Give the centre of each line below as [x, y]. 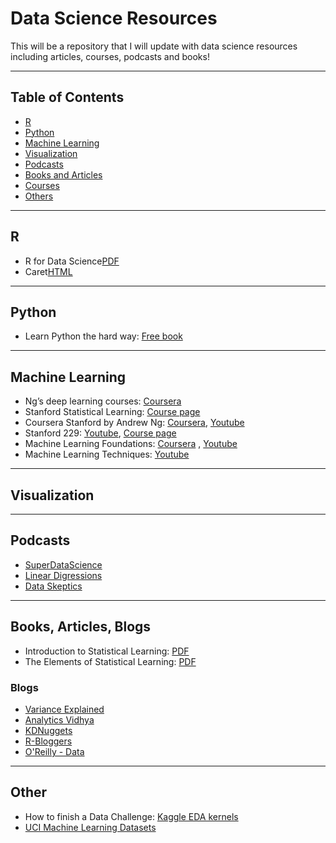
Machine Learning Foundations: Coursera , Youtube [131, 444]
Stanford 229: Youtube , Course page [100, 433]
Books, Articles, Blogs [81, 627]
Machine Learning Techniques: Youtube [107, 454]
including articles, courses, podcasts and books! [110, 56]
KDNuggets [48, 730]
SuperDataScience [63, 564]
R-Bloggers [48, 741]
